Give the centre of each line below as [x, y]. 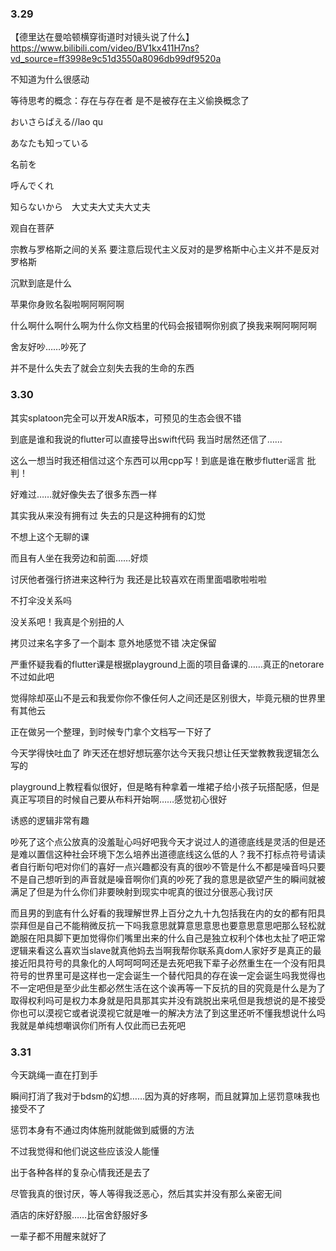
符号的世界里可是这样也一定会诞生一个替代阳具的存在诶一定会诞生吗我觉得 [163, 975]
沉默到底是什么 [41, 283]
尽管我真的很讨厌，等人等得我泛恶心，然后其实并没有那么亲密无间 [146, 1193]
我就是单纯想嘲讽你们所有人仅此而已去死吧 [98, 1025]
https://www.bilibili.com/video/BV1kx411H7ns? [105, 48]
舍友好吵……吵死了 [49, 347]
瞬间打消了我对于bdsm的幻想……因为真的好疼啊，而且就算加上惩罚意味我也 [165, 1096]
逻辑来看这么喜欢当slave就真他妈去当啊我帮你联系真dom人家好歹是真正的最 [166, 950]
